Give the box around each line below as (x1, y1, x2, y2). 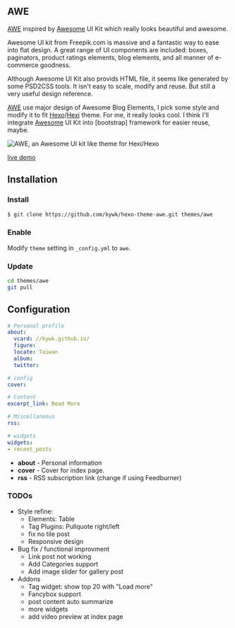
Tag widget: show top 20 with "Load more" (28, 582, 153, 591)
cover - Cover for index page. (17, 466, 104, 475)
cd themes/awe (7, 277, 49, 284)
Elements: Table (28, 514, 76, 523)
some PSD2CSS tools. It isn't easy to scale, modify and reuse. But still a (7, 81, 216, 91)
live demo (7, 153, 36, 161)
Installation (7, 173, 58, 186)
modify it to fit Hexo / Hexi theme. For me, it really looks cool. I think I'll (7, 110, 210, 119)
